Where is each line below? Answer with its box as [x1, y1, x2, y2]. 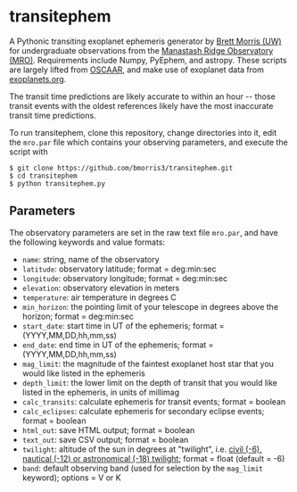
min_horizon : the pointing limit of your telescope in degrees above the [21, 301, 279, 312]
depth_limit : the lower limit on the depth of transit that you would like [21, 377, 278, 388]
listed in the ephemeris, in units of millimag [21, 387, 180, 397]
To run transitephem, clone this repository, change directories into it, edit [9, 127, 277, 138]
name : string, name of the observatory [21, 254, 160, 264]
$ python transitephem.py [9, 179, 105, 188]
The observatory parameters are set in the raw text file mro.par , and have [9, 227, 278, 238]
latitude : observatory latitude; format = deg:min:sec [21, 263, 217, 274]
